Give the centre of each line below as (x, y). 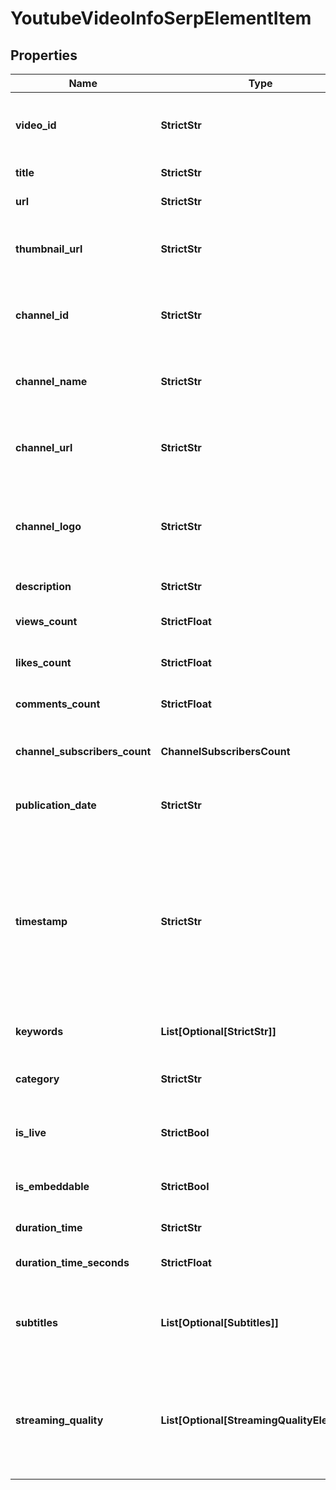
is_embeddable (52, 1186)
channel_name (51, 381)
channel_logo (48, 526)
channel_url (44, 447)
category (37, 1079)
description (43, 586)
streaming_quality (59, 1420)
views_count (46, 621)
